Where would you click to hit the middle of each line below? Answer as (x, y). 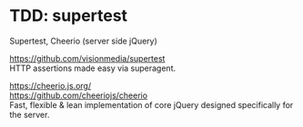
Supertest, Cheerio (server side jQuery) (83, 41)
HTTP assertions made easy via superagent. (92, 68)
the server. (30, 114)
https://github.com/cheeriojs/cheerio (79, 95)
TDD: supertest (69, 16)
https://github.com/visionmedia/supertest (87, 58)
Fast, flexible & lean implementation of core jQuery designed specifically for (151, 104)
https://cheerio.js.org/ (50, 85)
